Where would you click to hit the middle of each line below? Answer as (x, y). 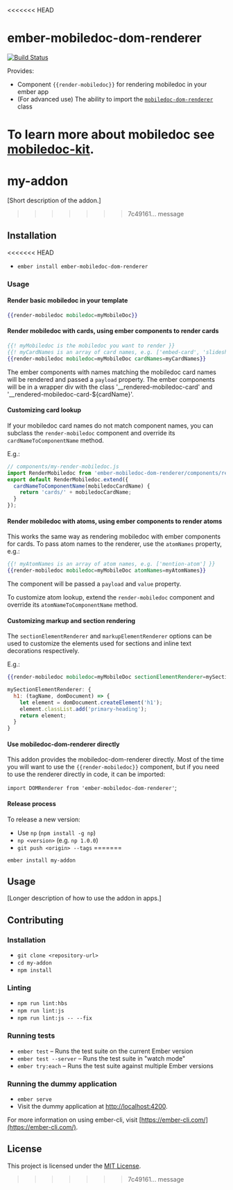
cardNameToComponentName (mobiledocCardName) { (82, 486)
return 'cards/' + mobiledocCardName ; (76, 492)
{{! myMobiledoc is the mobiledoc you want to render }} (91, 346)
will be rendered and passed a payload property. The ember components (111, 379)
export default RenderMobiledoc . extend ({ (68, 479)
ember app (33, 91)
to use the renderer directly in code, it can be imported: (86, 774)
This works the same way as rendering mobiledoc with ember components (114, 537)
